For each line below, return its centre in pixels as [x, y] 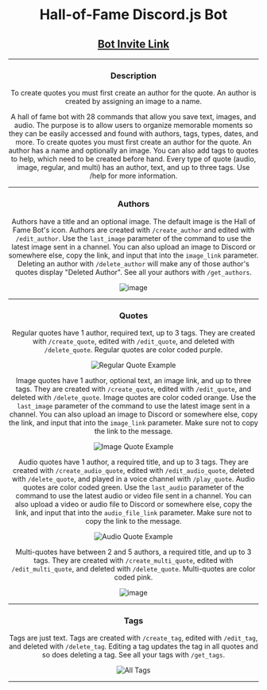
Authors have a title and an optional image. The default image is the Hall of [133, 221]
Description [133, 76]
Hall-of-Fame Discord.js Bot [133, 15]
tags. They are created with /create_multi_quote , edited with [133, 560]
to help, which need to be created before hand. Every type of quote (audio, [133, 159]
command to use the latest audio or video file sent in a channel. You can [133, 495]
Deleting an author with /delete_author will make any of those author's [133, 263]
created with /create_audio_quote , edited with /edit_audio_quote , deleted [133, 470]
